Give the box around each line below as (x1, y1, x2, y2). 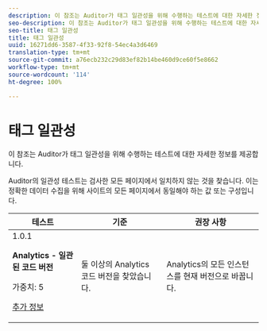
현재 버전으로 (183, 271, 230, 282)
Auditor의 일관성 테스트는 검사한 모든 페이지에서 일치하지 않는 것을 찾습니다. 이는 (8, 176, 259, 186)
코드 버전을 (80, 271, 121, 282)
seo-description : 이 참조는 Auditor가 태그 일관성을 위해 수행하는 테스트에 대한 (8, 19, 248, 27)
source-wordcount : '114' (8, 71, 91, 79)
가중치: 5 (12, 282, 44, 293)
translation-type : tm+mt (8, 48, 91, 56)
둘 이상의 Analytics (80, 259, 149, 270)
